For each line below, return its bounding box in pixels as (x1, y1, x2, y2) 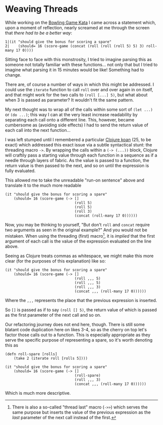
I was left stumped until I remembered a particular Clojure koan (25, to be (5, 137, 151, 142)
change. (5, 72, 22, 78)
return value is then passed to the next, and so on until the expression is (5, 162, 149, 168)
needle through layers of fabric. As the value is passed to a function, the (5, 157, 149, 163)
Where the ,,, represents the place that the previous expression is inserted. (5, 297, 157, 303)
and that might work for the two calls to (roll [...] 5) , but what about (5, 92, 148, 98)
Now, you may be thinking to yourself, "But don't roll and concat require (5, 222, 150, 227)
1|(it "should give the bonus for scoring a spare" (5, 39, 112, 44)
